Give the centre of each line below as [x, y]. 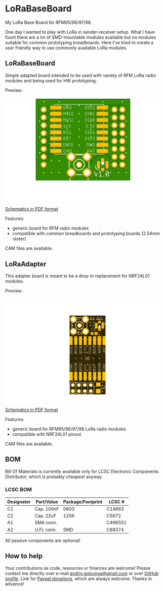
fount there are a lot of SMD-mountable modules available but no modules [81, 37]
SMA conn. [46, 523]
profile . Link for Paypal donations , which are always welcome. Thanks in [79, 579]
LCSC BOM [19, 489]
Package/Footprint [83, 502]
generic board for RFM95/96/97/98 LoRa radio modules [69, 429]
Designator [19, 502]
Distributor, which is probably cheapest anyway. [54, 476]
